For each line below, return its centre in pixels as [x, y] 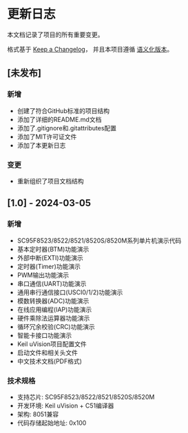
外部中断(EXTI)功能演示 [50, 258]
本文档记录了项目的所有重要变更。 [55, 34]
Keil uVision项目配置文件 [52, 344]
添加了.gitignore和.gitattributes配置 [67, 128]
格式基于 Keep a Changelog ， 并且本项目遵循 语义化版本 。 [90, 49]
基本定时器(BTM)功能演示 [53, 249]
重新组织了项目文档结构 [50, 181]
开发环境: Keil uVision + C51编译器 [65, 405]
